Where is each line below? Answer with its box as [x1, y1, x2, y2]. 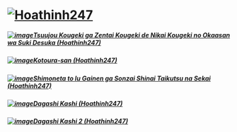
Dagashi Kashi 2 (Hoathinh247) [33, 117, 129, 126]
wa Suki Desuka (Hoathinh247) [7, 38, 101, 47]
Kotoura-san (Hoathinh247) [33, 56, 118, 65]
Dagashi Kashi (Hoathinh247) [33, 99, 123, 107]
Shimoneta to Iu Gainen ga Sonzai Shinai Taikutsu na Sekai [33, 74, 211, 83]
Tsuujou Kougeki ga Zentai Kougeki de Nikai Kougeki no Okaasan [33, 30, 231, 39]
